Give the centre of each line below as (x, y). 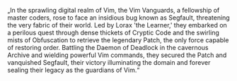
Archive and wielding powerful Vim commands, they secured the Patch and (117, 55)
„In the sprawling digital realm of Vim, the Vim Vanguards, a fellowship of (114, 10)
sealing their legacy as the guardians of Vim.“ (74, 70)
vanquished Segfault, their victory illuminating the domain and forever (109, 62)
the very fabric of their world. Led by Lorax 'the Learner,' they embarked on (117, 25)
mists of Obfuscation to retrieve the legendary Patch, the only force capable (118, 40)
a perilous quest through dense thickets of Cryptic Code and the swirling (113, 32)
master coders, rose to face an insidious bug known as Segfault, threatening (118, 18)
